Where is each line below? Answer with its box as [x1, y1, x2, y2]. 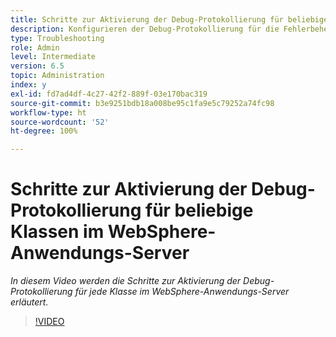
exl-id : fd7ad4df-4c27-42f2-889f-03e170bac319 [10, 89, 208, 99]
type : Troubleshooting [10, 33, 105, 43]
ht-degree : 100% [10, 126, 78, 136]
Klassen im [10, 221, 105, 243]
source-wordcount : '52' [10, 117, 110, 127]
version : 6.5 [10, 61, 65, 71]
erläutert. [10, 296, 49, 308]
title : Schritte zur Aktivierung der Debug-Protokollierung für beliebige [10, 14, 329, 25]
